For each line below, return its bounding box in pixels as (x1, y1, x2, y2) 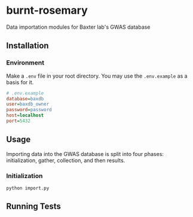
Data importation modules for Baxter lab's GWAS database (6, 23, 151, 30)
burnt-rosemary (6, 4, 88, 17)
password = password (6, 107, 52, 113)
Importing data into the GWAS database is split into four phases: (6, 150, 164, 157)
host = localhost (6, 112, 44, 118)
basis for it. (6, 78, 34, 85)
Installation (6, 41, 49, 51)
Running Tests (6, 201, 61, 212)
